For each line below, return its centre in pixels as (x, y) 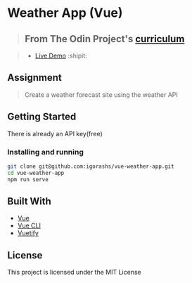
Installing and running (46, 152)
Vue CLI (29, 225)
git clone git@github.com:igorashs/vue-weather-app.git (91, 166)
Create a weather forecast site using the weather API (101, 94)
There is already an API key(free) (55, 133)
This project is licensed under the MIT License (75, 272)
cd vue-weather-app (36, 173)
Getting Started (42, 117)
